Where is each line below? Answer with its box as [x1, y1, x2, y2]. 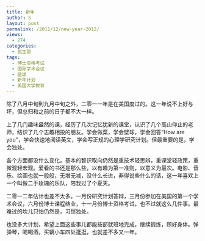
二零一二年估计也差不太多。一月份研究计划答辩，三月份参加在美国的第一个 [6, 193, 193, 200]
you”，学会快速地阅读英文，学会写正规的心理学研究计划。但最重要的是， [6, 136, 189, 143]
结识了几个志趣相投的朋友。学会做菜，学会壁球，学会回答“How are [16, 129, 185, 135]
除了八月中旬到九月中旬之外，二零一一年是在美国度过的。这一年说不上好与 [6, 100, 193, 107]
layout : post [6, 20, 40, 26]
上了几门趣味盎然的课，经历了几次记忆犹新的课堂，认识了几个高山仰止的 [6, 121, 188, 128]
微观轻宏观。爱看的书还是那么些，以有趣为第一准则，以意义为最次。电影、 [6, 164, 193, 171]
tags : [6, 54, 20, 60]
